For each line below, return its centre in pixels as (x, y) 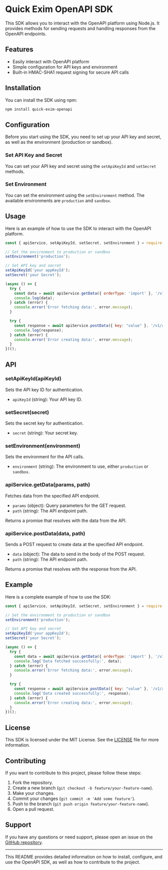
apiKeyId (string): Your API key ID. (47, 399)
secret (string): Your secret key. (45, 433)
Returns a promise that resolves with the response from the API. (71, 569)
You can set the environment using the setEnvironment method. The (75, 195)
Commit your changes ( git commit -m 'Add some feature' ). (74, 798)
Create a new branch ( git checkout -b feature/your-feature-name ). (83, 788)
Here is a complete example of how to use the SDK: (58, 597)
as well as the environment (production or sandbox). (59, 142)
